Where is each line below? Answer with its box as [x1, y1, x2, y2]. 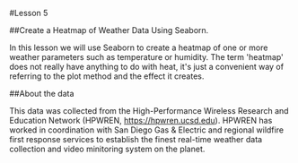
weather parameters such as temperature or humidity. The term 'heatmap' [9, 52, 285, 62]
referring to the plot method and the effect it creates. [9, 71, 205, 81]
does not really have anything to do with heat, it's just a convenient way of [9, 62, 285, 72]
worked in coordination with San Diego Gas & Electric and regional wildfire [9, 124, 285, 135]
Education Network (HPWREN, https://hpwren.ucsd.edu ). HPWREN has [9, 116, 273, 125]
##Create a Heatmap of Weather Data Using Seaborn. [9, 25, 209, 35]
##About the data [9, 89, 74, 99]
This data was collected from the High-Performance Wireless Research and [9, 106, 289, 116]
